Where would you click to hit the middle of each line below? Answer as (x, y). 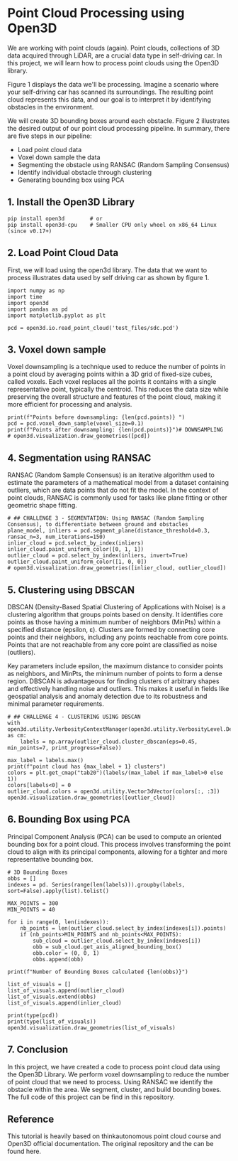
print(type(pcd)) (33, 1015)
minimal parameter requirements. (56, 704)
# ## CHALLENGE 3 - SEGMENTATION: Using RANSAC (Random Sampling (106, 518)
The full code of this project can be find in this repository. (91, 1097)
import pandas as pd (38, 309)
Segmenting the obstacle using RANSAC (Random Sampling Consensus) (124, 164)
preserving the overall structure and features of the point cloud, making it (114, 397)
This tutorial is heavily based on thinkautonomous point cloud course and (114, 1136)
